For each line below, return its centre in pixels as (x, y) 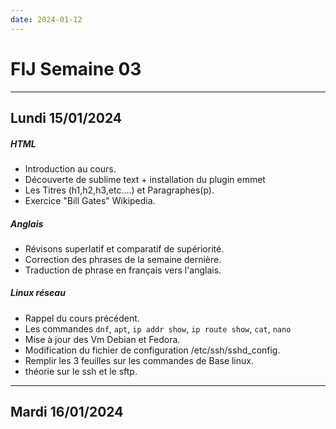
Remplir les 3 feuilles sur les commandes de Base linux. (139, 360)
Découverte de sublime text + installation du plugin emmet (145, 179)
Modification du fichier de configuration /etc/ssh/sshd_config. (152, 350)
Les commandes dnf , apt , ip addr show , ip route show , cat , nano (158, 328)
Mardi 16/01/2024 (67, 412)
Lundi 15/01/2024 (66, 117)
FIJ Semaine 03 (76, 68)
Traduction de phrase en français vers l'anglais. (123, 270)
